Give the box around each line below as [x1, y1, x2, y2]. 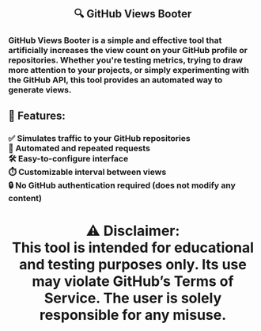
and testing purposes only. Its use [19, 255, 247, 273]
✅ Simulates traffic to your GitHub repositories [8, 132, 191, 143]
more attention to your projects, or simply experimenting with [8, 65, 249, 76]
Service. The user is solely [43, 289, 222, 307]
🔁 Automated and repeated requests [8, 143, 150, 154]
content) [8, 192, 42, 204]
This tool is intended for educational [11, 238, 255, 257]
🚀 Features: [8, 108, 66, 122]
